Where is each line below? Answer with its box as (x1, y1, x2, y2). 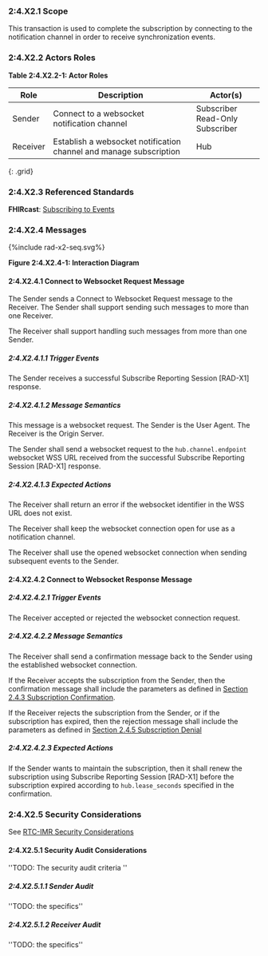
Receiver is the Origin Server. (8, 429, 104, 439)
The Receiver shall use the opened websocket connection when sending (8, 548, 247, 557)
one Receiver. (8, 311, 53, 321)
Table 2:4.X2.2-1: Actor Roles (8, 70, 108, 80)
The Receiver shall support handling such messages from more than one (8, 326, 247, 337)
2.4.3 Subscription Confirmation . (8, 692, 116, 702)
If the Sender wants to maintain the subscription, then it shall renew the (8, 763, 242, 773)
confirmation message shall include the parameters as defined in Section (8, 683, 249, 693)
